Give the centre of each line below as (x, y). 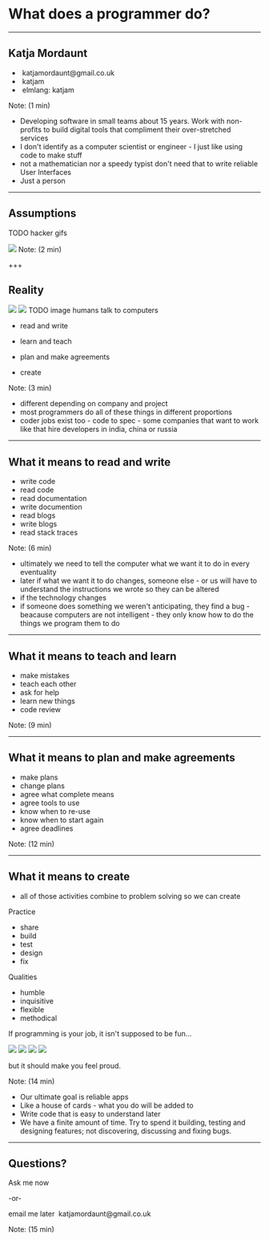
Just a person (42, 181)
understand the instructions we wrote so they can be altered (119, 589)
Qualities (23, 977)
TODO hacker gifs (38, 233)
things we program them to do (70, 624)
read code (37, 490)
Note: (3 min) (30, 388)
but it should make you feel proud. (65, 1065)
